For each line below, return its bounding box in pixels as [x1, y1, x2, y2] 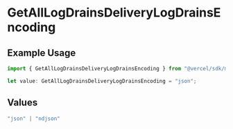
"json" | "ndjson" [7, 115, 60, 122]
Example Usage [7, 47, 76, 59]
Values [7, 97, 38, 108]
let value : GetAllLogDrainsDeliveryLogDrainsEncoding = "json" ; [7, 77, 197, 84]
